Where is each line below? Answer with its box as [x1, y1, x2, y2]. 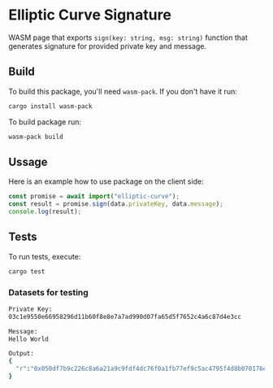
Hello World [8, 335, 49, 343]
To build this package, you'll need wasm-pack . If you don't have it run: [8, 86, 237, 96]
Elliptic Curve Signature [8, 6, 172, 24]
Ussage [8, 155, 48, 168]
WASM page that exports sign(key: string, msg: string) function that [8, 33, 248, 42]
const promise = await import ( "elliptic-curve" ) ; [8, 193, 180, 201]
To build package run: [8, 116, 82, 127]
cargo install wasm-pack [8, 102, 93, 111]
